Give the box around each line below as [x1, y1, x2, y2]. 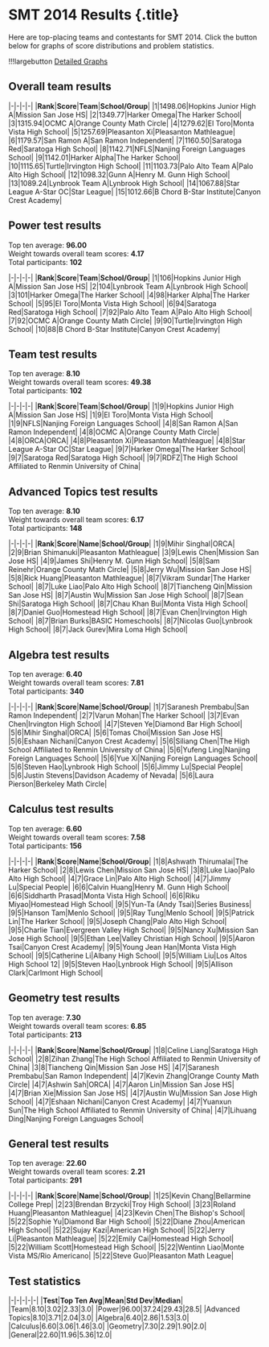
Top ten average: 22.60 [8, 1158, 87, 1168]
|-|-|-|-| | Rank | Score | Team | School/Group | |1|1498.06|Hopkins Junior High [8, 101, 257, 110]
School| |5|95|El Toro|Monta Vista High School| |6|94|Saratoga [8, 298, 217, 308]
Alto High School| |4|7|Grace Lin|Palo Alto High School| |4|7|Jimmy [8, 873, 231, 883]
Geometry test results [8, 991, 120, 1005]
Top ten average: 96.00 [8, 240, 87, 250]
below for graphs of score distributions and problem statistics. [8, 40, 214, 50]
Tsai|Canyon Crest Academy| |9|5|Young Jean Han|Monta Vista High [8, 942, 237, 951]
